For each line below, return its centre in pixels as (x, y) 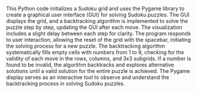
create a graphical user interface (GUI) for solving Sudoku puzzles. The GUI (98, 15)
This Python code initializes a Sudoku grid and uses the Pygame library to (95, 9)
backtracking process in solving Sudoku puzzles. (66, 84)
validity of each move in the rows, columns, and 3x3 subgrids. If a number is (98, 59)
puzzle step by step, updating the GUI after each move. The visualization (94, 27)
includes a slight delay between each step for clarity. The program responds (98, 34)
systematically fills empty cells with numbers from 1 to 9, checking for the (95, 52)
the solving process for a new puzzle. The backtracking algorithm (86, 46)
